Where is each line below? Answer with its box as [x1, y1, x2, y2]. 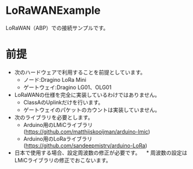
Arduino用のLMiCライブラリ [23, 121, 93, 128]
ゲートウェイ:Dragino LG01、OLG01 [23, 84, 112, 91]
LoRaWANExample [5, 4, 101, 17]
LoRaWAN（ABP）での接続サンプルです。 [5, 24, 109, 31]
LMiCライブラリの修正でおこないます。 [14, 156, 112, 164]
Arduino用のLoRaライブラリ [23, 135, 93, 142]
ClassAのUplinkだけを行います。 [23, 99, 103, 106]
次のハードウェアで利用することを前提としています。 [14, 69, 146, 76]
